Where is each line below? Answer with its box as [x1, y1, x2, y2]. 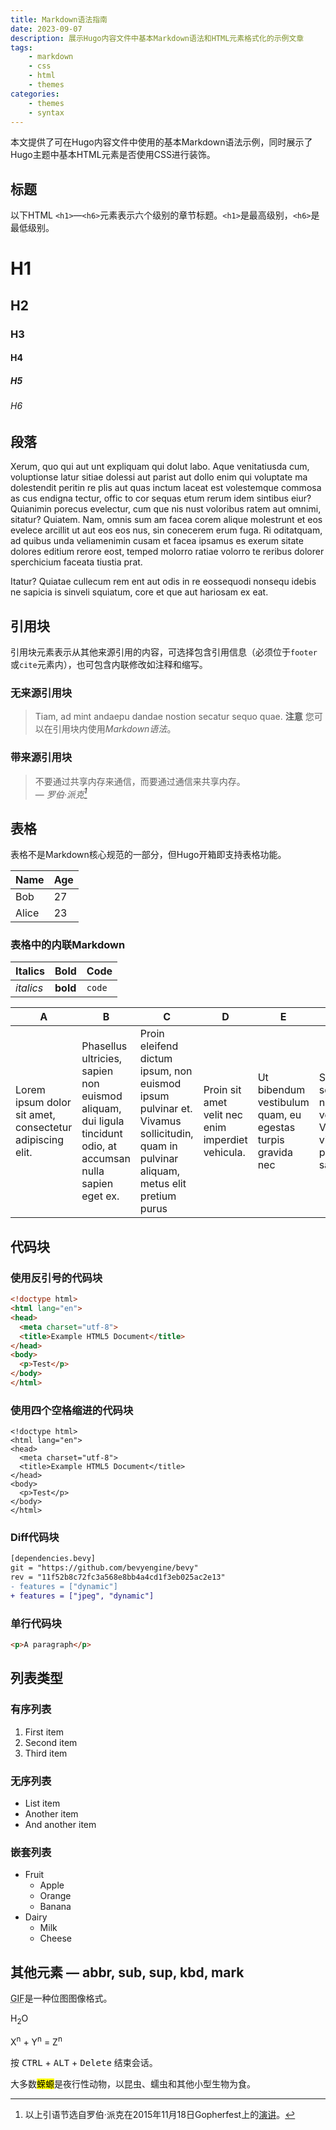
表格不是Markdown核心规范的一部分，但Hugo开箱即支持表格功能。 [10, 849, 287, 861]
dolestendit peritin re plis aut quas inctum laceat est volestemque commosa [10, 482, 322, 494]
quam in [139, 1139, 178, 1153]
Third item [24, 1747, 68, 1759]
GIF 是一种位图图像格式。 [10, 1992, 113, 2005]
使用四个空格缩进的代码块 [10, 1403, 134, 1417]
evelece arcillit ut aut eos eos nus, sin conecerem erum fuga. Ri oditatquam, [10, 524, 323, 536]
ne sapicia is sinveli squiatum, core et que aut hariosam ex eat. [10, 586, 269, 598]
